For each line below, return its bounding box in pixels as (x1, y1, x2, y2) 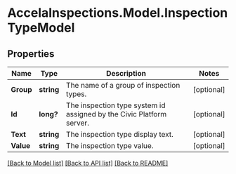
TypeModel (7, 20, 75, 36)
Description (106, 69, 146, 78)
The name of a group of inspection (65, 81, 181, 90)
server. (65, 118, 90, 128)
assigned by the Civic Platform (65, 109, 167, 119)
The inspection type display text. (65, 130, 174, 139)
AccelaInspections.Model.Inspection (7, 5, 228, 21)
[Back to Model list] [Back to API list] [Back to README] (7, 159, 169, 167)
